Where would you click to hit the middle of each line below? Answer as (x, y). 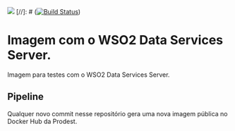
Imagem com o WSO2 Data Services (115, 40)
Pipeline (26, 97)
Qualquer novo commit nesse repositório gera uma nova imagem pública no (117, 113)
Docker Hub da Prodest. (42, 121)
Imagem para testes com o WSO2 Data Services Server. (89, 75)
